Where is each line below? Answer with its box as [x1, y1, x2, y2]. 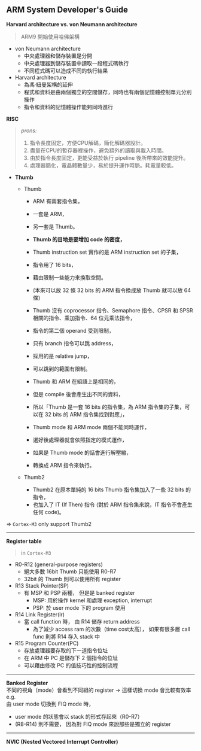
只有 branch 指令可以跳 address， [32, 339, 117, 346]
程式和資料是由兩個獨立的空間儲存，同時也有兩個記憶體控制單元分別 [23, 88, 192, 95]
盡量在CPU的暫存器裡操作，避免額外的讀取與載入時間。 [29, 147, 167, 154]
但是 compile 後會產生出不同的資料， [32, 390, 124, 397]
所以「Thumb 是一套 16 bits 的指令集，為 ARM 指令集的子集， [32, 403, 185, 411]
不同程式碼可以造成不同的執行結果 [23, 67, 108, 74]
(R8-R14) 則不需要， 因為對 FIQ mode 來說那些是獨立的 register [14, 720, 172, 728]
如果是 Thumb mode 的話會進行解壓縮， [32, 449, 132, 456]
